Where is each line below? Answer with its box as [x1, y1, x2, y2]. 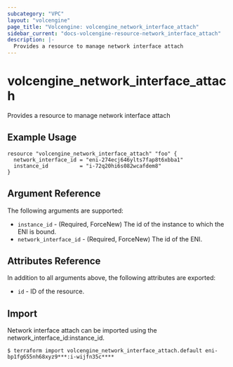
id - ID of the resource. [17, 287, 85, 295]
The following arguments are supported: [7, 206, 124, 215]
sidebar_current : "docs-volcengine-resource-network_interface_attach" [7, 29, 221, 37]
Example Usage [7, 131, 77, 144]
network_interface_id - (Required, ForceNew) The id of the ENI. [17, 234, 203, 243]
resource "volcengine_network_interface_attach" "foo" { [7, 150, 178, 157]
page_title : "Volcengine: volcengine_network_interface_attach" [7, 23, 199, 30]
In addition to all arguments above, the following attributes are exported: [7, 274, 216, 282]
